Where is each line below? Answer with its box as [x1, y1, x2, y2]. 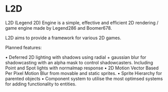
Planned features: [5, 44, 42, 50]
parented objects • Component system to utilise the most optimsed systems [5, 75, 163, 81]
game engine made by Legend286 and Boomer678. [5, 25, 112, 31]
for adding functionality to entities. [5, 81, 76, 87]
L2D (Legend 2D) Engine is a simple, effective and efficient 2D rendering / [5, 20, 158, 26]
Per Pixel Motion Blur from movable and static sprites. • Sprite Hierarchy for [5, 70, 162, 76]
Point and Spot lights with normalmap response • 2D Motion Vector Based [5, 65, 159, 71]
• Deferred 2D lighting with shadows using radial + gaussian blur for [5, 54, 147, 60]
